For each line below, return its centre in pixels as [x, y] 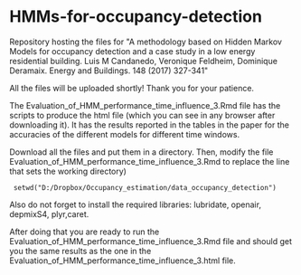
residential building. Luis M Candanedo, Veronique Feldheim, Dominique [144, 61]
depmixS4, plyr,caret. [49, 213]
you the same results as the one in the [80, 251]
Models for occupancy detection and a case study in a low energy [132, 51]
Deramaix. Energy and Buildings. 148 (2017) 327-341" [109, 71]
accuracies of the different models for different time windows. [125, 134]
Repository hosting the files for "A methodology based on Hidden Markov [146, 42]
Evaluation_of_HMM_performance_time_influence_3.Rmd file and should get [150, 241]
